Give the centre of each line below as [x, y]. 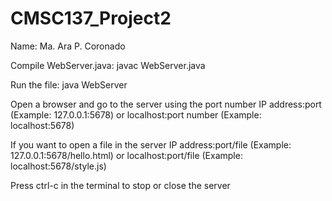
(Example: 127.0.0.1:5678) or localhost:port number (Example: [136, 114]
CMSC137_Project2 [91, 18]
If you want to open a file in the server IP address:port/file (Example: [151, 144]
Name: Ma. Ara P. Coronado [68, 46]
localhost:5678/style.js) [58, 166]
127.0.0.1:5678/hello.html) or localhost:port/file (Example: [126, 155]
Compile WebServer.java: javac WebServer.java [108, 65]
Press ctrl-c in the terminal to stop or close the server [120, 185]
